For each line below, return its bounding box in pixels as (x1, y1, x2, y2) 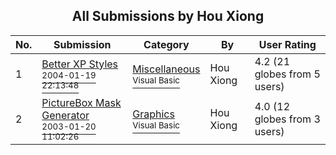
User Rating (258, 37, 317, 51)
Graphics (132, 107, 175, 121)
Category (143, 37, 190, 51)
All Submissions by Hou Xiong (71, 8, 265, 25)
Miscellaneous (132, 62, 201, 76)
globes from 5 (254, 67, 321, 81)
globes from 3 (254, 112, 321, 126)
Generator (41, 108, 90, 122)
